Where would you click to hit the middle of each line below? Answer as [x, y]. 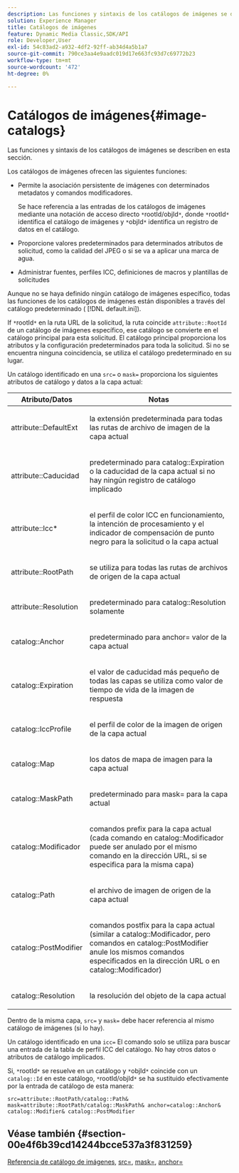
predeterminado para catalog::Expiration [157, 462]
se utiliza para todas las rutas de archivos [159, 568]
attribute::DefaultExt [44, 427]
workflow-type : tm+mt [39, 61]
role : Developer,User [39, 41]
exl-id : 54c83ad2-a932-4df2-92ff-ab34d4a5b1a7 [78, 47]
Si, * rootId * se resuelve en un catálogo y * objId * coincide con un [102, 1071]
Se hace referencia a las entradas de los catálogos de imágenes [112, 207]
